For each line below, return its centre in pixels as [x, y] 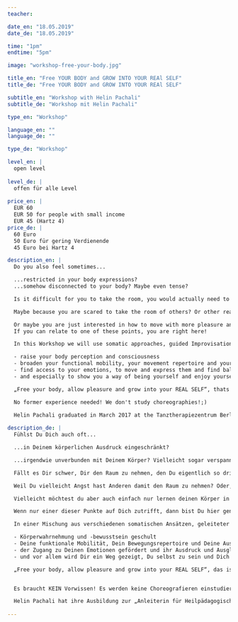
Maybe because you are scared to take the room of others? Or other [117, 312]
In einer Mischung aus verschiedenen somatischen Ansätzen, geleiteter [122, 524]
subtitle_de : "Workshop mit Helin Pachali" [73, 104]
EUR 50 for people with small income [69, 215]
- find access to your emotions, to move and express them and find [117, 370]
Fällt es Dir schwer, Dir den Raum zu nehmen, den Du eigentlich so [117, 473]
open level [30, 169]
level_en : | [25, 162]
